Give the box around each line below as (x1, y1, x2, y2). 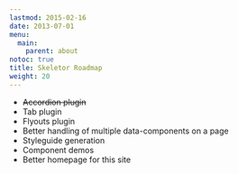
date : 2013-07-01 (9, 22, 75, 31)
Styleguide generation (22, 134, 105, 145)
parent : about (25, 47, 78, 56)
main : (17, 38, 39, 48)
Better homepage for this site (22, 154, 132, 165)
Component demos (22, 144, 95, 155)
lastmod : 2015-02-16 (9, 13, 87, 23)
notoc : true (9, 55, 54, 64)
